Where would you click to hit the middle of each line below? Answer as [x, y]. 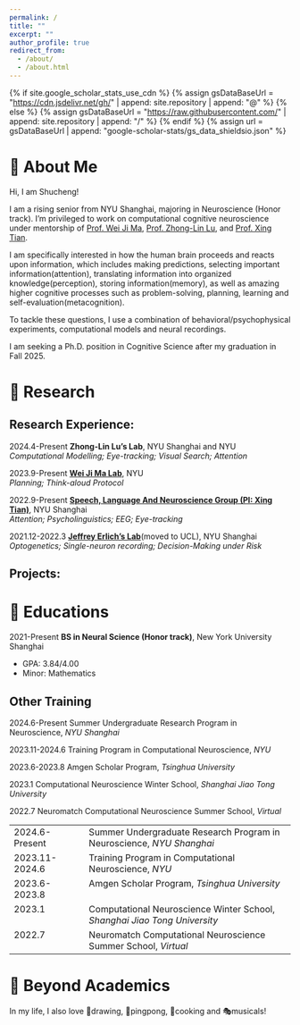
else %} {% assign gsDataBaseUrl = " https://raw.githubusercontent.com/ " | [148, 112]
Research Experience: [72, 425]
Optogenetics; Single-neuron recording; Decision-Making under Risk [136, 545]
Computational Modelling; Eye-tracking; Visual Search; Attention [129, 456]
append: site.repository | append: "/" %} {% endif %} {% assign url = [136, 121]
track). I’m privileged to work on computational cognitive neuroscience [139, 218]
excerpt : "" [31, 34]
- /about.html [43, 68]
